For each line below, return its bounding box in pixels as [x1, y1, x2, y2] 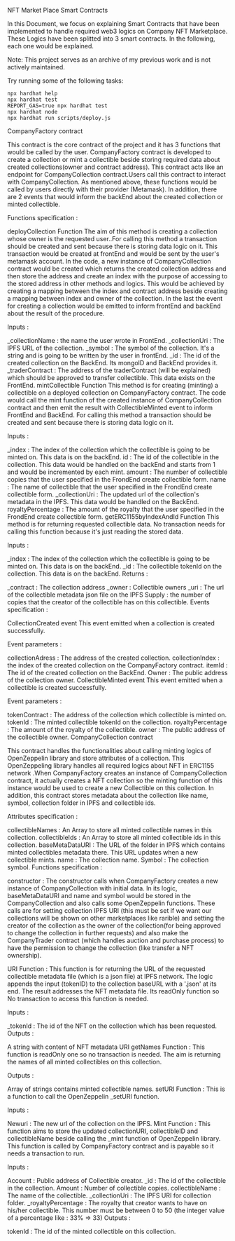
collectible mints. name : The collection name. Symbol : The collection [7, 855, 209, 864]
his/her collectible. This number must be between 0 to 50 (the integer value [7, 1206, 225, 1214]
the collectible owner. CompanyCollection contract [7, 733, 154, 741]
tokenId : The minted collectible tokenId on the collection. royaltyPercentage [7, 718, 227, 726]
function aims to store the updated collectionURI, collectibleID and [7, 1127, 198, 1135]
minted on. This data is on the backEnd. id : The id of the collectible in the [7, 453, 219, 461]
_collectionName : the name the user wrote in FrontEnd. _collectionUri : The [7, 337, 225, 344]
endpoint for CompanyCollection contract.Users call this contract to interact [7, 170, 226, 178]
